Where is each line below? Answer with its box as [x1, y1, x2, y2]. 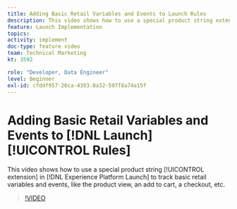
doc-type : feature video [7, 43, 80, 50]
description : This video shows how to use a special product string [7, 17, 213, 24]
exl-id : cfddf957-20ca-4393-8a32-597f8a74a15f [7, 82, 147, 89]
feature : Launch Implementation [7, 23, 102, 30]
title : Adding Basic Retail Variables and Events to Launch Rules [7, 10, 207, 18]
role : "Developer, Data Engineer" [7, 68, 109, 76]
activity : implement [7, 37, 68, 44]
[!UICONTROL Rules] [7, 142, 131, 158]
